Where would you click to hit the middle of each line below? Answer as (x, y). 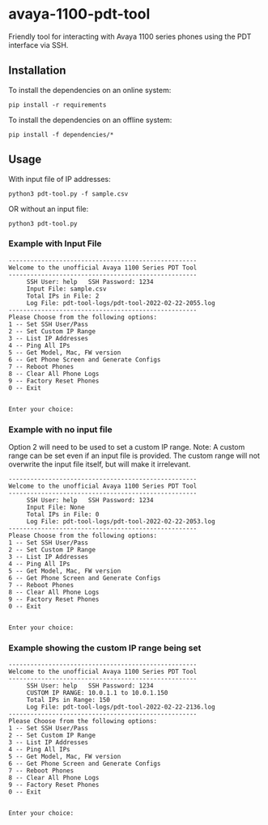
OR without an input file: (49, 209)
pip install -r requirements (57, 105)
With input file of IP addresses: (60, 179)
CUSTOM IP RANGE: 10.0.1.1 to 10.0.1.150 (97, 693)
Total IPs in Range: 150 (68, 700)
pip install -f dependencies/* (61, 134)
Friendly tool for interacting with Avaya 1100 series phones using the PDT (130, 36)
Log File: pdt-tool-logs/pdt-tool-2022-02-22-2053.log (121, 522)
